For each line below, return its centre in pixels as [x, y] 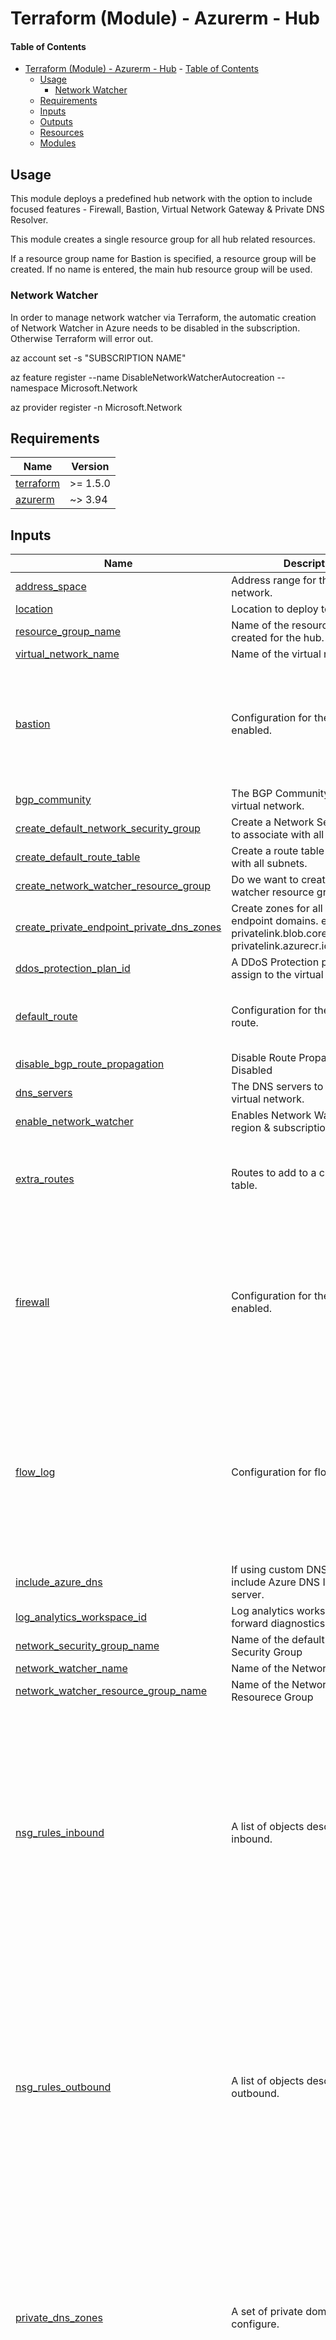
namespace [34, 388]
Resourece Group [272, 1697]
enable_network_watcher [74, 1122]
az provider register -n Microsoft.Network [96, 407]
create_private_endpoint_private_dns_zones [118, 927]
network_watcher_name [71, 1669]
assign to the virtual [277, 975]
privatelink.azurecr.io [281, 946]
